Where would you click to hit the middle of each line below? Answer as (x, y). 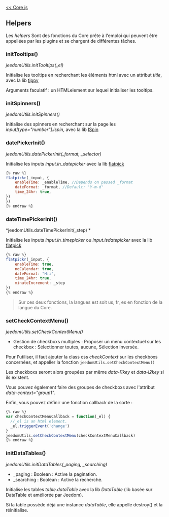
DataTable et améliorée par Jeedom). (44, 495)
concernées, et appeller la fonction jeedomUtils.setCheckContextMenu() (80, 362)
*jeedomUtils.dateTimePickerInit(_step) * (48, 230)
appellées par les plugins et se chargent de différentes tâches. (71, 41)
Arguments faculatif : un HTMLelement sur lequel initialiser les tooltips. (80, 90)
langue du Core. (35, 307)
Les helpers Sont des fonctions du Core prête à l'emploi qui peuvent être (82, 36)
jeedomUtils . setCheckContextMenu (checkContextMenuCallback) (71, 435)
